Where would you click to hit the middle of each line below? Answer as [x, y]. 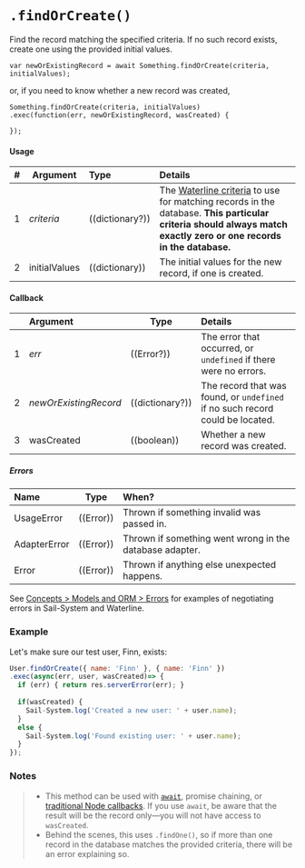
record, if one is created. [212, 274]
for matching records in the [217, 202]
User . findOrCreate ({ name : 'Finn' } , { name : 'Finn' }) [117, 668]
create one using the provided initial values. [91, 49]
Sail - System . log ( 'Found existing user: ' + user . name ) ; [134, 736]
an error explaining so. [87, 853]
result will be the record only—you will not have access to [153, 815]
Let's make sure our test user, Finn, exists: [89, 652]
